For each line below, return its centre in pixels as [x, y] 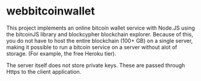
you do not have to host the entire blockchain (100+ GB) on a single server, [100, 40]
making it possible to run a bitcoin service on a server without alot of [92, 47]
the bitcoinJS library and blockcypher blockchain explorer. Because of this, [100, 34]
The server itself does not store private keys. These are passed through [96, 65]
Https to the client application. [44, 71]
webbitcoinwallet [51, 11]
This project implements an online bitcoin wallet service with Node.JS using [100, 28]
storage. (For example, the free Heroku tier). [61, 53]
